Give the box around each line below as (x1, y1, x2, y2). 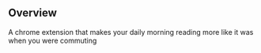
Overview (8, 6, 58, 20)
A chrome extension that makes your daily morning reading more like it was (8, 27, 254, 36)
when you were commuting (8, 36, 97, 45)
